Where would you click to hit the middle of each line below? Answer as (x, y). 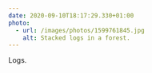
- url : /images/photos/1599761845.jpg (80, 30)
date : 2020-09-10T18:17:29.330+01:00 (71, 15)
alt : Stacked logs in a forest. (76, 38)
